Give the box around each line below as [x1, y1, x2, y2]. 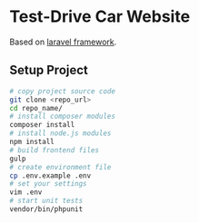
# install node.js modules [9, 129, 112, 138]
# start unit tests [9, 197, 84, 206]
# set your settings [9, 179, 88, 189]
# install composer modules [9, 111, 116, 121]
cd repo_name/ [9, 103, 64, 112]
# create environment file [9, 162, 112, 171]
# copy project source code [9, 86, 116, 96]
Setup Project [9, 63, 89, 78]
